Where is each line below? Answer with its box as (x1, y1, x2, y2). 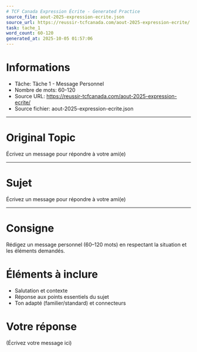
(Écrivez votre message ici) (6, 339, 72, 346)
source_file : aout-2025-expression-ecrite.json (6, 14, 125, 20)
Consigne (6, 222, 55, 234)
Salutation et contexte (14, 287, 68, 294)
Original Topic (6, 131, 76, 144)
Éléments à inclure (6, 267, 98, 281)
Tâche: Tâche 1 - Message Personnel (14, 80, 104, 87)
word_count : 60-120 (6, 30, 54, 36)
